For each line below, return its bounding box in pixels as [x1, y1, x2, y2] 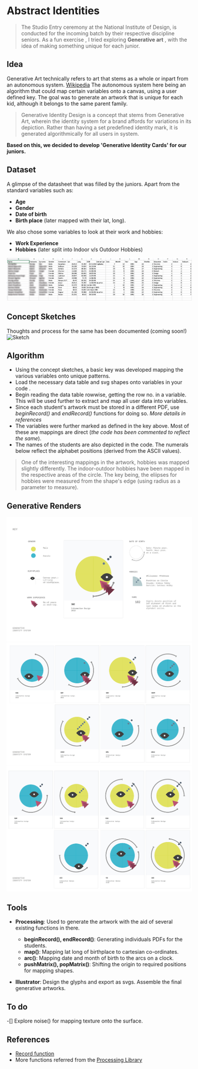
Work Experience [15, 239, 59, 246]
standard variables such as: [6, 186, 74, 193]
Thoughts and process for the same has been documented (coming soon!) [6, 328, 187, 335]
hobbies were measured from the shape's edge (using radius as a [21, 477, 181, 485]
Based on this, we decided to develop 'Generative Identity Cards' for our [6, 141, 187, 148]
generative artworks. [15, 985, 66, 992]
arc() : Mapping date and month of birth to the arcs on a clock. [24, 954, 174, 962]
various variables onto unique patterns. [15, 372, 110, 380]
